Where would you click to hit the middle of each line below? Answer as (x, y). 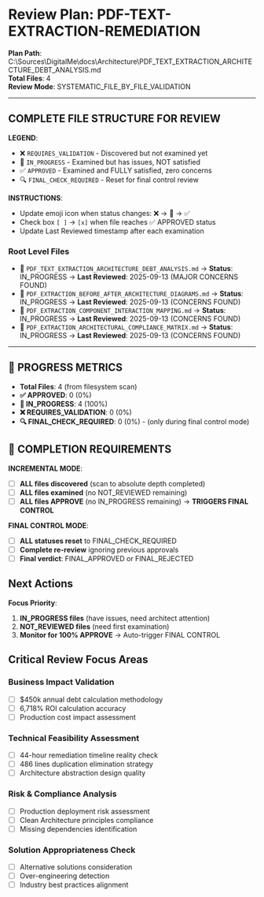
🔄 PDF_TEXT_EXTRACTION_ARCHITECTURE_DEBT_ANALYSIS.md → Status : (126, 269)
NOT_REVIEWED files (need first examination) (94, 626)
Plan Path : (25, 53)
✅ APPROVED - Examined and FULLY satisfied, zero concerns (115, 170)
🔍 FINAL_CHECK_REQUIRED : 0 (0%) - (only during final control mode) (134, 421)
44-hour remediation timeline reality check (89, 755)
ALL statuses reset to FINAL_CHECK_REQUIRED (98, 541)
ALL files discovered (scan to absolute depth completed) (112, 483)
